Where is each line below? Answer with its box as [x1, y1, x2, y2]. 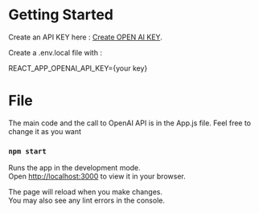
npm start [8, 146, 47, 156]
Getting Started [8, 6, 114, 24]
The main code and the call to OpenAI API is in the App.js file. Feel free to [8, 118, 252, 128]
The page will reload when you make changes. [8, 187, 163, 197]
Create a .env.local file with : [8, 47, 103, 57]
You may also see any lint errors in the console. [8, 195, 165, 206]
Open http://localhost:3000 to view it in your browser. [8, 171, 187, 182]
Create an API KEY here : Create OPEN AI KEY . [8, 32, 162, 42]
